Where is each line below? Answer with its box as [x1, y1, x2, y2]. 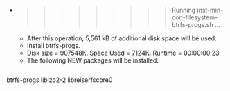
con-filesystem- [171, 13, 218, 22]
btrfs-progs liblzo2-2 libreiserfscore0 [6, 76, 113, 84]
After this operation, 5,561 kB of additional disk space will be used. [26, 34, 217, 42]
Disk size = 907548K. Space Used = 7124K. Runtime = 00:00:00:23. [26, 49, 221, 57]
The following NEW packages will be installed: [26, 56, 159, 65]
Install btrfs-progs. [26, 42, 80, 49]
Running [171, 6, 196, 14]
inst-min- [196, 6, 224, 14]
